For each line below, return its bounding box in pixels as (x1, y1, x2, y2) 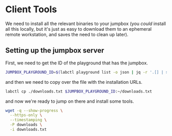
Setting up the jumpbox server (5, 46, 104, 55)
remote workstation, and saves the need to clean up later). (5, 31, 129, 37)
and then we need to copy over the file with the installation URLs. (5, 79, 142, 85)
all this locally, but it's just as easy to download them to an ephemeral (5, 26, 152, 32)
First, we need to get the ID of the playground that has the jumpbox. (5, 60, 148, 66)
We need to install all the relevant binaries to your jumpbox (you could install (5, 20, 166, 27)
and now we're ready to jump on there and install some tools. (5, 98, 134, 104)
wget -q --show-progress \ (5, 108, 63, 113)
